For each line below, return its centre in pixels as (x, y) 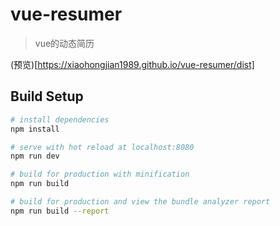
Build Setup (47, 96)
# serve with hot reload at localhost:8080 (102, 147)
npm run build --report (60, 211)
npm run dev (35, 156)
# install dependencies (60, 119)
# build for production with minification (100, 174)
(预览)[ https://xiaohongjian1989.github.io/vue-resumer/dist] (132, 64)
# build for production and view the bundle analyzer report (140, 202)
